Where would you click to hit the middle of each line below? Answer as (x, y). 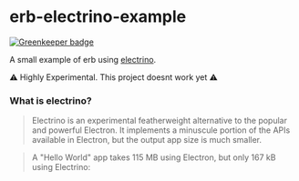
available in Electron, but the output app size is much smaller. (147, 140)
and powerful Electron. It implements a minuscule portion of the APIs (161, 130)
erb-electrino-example (98, 17)
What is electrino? (51, 100)
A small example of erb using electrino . (83, 59)
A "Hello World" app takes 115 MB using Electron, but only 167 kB (154, 157)
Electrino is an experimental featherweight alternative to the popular (159, 121)
